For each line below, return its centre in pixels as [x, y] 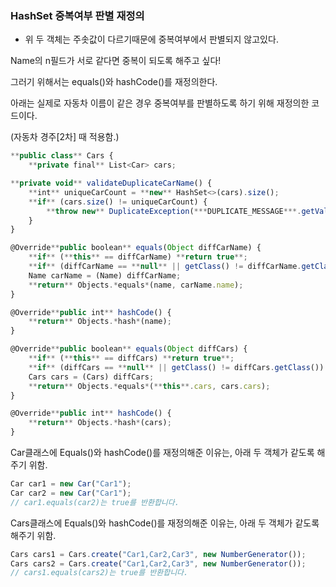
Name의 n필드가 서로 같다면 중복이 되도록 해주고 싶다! [116, 61]
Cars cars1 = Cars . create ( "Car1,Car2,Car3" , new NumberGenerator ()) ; [158, 554]
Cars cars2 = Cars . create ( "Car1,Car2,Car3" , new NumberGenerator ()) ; [158, 563]
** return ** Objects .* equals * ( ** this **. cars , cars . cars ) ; [149, 386]
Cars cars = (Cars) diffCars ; [91, 377]
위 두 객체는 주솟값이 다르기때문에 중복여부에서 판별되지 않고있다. [151, 39]
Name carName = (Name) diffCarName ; [105, 275]
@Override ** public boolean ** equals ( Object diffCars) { [129, 349]
